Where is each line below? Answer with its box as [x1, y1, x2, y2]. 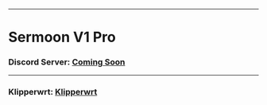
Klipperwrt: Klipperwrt [8, 87, 98, 98]
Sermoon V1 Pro [8, 29, 117, 46]
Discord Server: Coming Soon [8, 56, 126, 68]
